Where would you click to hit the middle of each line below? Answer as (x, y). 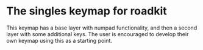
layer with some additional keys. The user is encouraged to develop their (98, 34)
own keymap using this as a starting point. (59, 40)
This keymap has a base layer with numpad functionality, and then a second (102, 28)
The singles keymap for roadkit (87, 11)
